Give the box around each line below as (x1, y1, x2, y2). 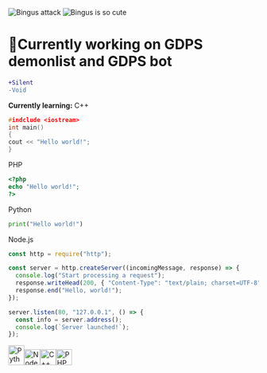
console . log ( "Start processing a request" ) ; (15, 272, 165, 280)
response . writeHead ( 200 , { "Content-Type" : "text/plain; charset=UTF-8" (15, 279, 261, 287)
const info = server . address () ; (15, 316, 123, 324)
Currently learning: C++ (8, 100, 89, 110)
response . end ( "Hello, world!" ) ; (15, 287, 123, 295)
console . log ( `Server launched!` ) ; (15, 323, 130, 331)
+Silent (8, 78, 34, 87)
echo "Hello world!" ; (8, 183, 80, 190)
